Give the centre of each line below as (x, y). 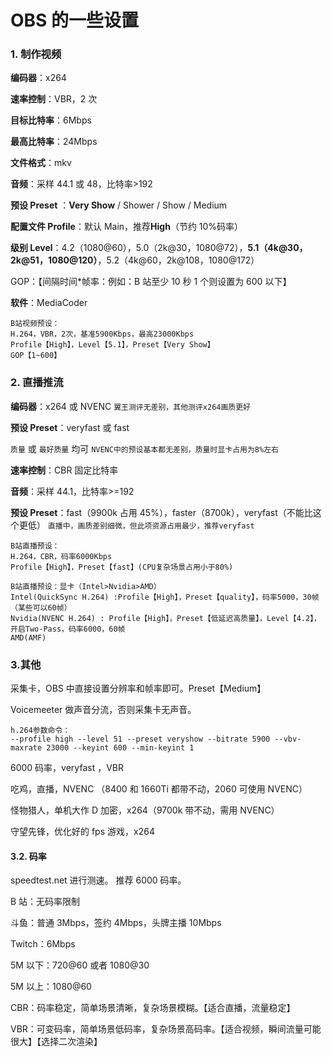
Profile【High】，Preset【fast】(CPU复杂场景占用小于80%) (122, 567)
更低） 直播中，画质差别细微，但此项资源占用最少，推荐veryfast (136, 525)
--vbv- (288, 739)
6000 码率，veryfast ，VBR (67, 768)
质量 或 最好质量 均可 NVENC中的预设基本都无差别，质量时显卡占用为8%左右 (144, 448)
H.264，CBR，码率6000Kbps (61, 556)
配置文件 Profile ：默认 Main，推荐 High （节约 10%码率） (127, 227)
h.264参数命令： (40, 731)
